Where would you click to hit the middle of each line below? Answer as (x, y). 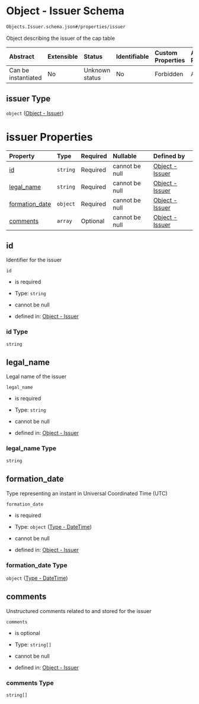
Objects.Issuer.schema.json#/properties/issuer (66, 27)
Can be (19, 70)
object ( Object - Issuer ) (35, 113)
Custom (166, 53)
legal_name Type (31, 449)
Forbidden (169, 74)
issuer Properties (49, 137)
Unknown (97, 70)
